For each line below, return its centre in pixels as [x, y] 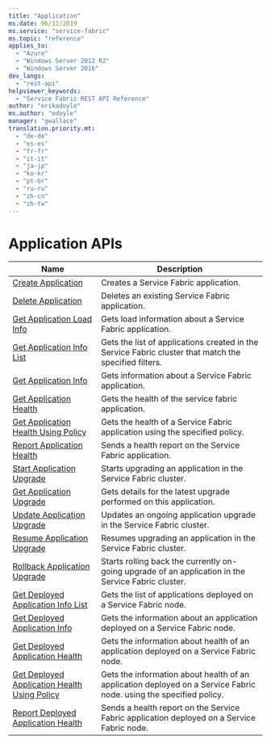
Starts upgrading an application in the [172, 469]
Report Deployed [44, 713]
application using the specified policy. [172, 432]
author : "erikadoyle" [45, 106]
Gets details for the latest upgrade [165, 492]
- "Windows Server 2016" [57, 69]
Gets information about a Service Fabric [176, 376]
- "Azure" [32, 53]
